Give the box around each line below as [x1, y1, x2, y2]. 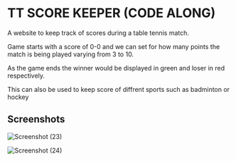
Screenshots [7, 113, 65, 125]
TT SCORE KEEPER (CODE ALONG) [7, 5, 216, 21]
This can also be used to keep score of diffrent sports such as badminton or [7, 85, 230, 93]
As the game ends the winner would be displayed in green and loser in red [7, 63, 225, 72]
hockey [7, 93, 29, 101]
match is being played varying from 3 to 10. [7, 50, 134, 58]
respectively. [7, 71, 45, 80]
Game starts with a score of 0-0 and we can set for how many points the [7, 42, 220, 51]
